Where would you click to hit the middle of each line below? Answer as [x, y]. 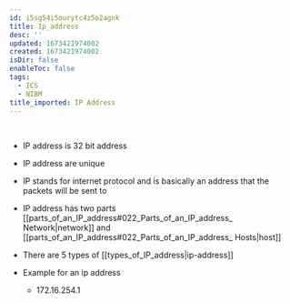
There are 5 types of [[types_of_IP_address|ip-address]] [128, 255]
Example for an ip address [71, 273]
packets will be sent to [65, 191]
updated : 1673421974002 [55, 43]
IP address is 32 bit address [75, 146]
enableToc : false [42, 69]
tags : [20, 77]
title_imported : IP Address [63, 102]
